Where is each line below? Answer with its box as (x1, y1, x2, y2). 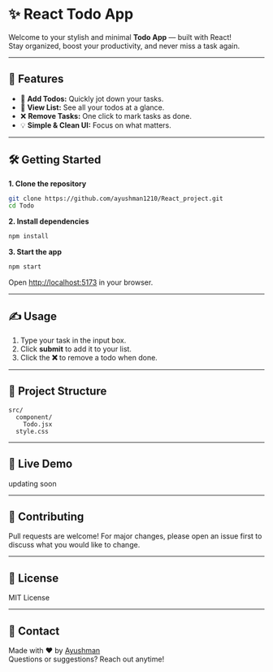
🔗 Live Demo (8, 457, 73, 471)
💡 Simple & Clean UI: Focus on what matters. (19, 120, 172, 130)
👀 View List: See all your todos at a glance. (19, 103, 165, 112)
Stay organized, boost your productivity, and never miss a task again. (8, 41, 240, 50)
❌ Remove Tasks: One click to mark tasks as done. (19, 111, 193, 120)
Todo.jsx (23, 420, 53, 428)
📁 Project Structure (8, 384, 107, 399)
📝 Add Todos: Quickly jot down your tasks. (19, 94, 164, 103)
